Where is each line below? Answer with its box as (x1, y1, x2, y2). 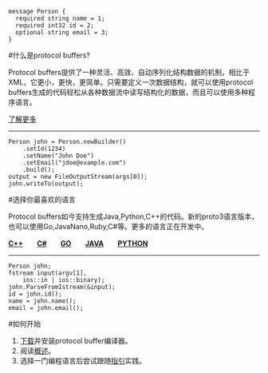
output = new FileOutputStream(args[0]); (8, 173, 148, 181)
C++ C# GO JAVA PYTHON (8, 239, 148, 248)
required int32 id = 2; (15, 22, 94, 30)
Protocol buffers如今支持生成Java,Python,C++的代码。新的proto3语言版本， (8, 212, 259, 221)
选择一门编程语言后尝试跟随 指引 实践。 (19, 356, 146, 365)
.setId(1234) (22, 145, 66, 153)
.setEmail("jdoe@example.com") (22, 159, 127, 167)
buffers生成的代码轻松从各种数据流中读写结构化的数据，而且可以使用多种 (8, 88, 249, 97)
